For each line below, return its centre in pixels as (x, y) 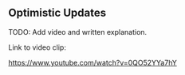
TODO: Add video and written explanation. (78, 32)
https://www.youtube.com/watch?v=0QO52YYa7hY (92, 62)
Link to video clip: (37, 47)
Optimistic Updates (57, 13)
